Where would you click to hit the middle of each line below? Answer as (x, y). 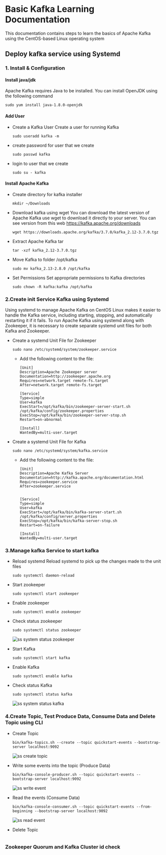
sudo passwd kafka (31, 154)
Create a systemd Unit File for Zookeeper (54, 341)
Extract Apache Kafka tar (38, 241)
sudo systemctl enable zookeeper (47, 612)
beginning (22, 811)
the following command (29, 96)
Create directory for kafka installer (47, 194)
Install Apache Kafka (27, 183)
